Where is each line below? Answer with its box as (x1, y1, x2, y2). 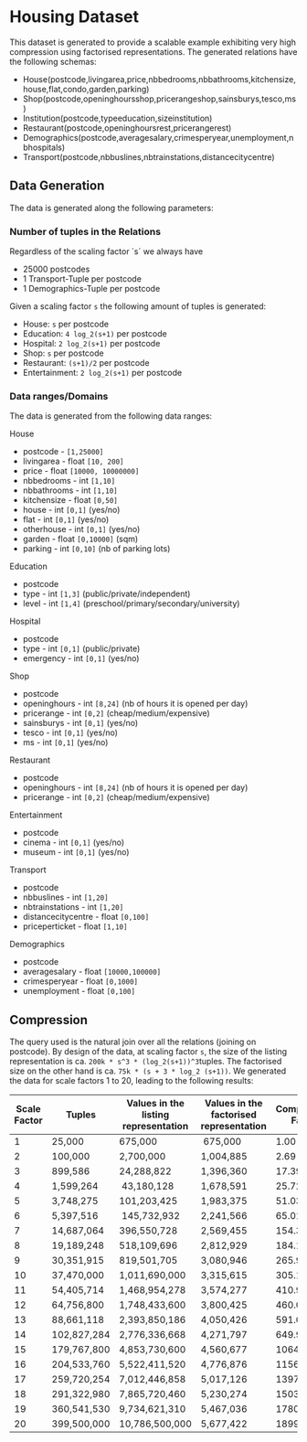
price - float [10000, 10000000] (22, 465, 140, 476)
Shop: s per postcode (22, 347, 104, 358)
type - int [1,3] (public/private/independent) (22, 588, 191, 600)
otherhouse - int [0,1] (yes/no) (22, 524, 141, 535)
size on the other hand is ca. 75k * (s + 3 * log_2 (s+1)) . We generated (9, 1065, 287, 1076)
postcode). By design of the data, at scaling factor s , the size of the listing (9, 1046, 288, 1057)
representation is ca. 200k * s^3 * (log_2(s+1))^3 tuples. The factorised (9, 1056, 282, 1067)
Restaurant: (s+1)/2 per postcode (22, 358, 150, 369)
